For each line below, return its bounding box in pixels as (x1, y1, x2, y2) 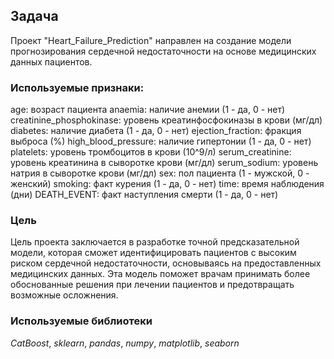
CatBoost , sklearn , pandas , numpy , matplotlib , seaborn (10, 337, 240, 349)
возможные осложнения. (10, 289, 119, 301)
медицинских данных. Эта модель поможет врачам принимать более (10, 268, 311, 280)
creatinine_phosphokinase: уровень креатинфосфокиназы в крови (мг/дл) (10, 114, 323, 126)
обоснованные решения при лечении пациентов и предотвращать (10, 279, 295, 291)
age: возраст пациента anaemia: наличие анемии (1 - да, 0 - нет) (10, 104, 286, 116)
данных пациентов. (10, 55, 93, 68)
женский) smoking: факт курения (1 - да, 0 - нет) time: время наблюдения (10, 178, 325, 190)
